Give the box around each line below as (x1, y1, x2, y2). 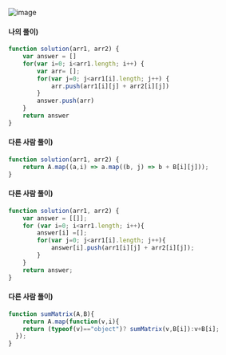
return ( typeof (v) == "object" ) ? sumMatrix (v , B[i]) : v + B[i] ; (22, 325, 220, 333)
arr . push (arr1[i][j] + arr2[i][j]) (50, 82, 170, 90)
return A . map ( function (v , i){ (22, 318, 120, 325)
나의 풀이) (8, 26, 39, 36)
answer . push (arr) (37, 97, 94, 105)
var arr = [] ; (37, 67, 81, 75)
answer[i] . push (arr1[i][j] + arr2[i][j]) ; (50, 244, 195, 252)
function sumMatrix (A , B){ (8, 310, 94, 318)
